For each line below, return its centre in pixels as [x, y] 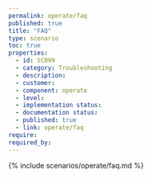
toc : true [25, 46]
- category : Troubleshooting [64, 68]
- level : [30, 98]
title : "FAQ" [30, 30]
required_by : [30, 142]
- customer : [36, 83]
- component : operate [52, 90]
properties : [28, 53]
